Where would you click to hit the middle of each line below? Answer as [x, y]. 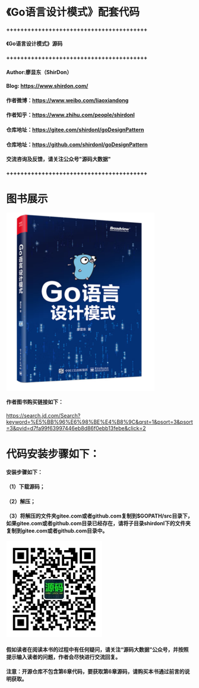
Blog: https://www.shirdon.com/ [47, 86]
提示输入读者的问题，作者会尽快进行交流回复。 [63, 657]
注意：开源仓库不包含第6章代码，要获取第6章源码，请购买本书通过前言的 [96, 671]
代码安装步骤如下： [53, 454]
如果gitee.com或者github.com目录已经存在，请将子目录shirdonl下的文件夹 [99, 523]
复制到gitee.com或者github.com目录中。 [57, 531]
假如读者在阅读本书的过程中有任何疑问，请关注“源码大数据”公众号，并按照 [97, 649]
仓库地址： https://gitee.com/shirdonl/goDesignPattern [75, 130]
